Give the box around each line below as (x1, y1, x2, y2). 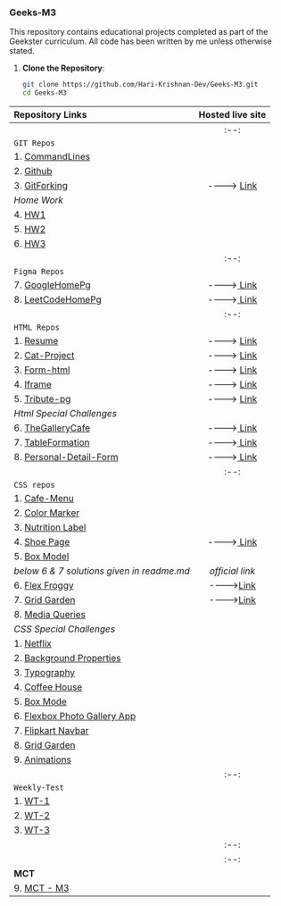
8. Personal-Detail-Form (13, 451, 119, 464)
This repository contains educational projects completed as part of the (9, 27, 269, 38)
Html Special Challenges (13, 407, 118, 420)
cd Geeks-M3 (21, 88, 67, 97)
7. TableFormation (13, 436, 90, 449)
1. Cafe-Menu (13, 492, 74, 505)
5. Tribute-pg (13, 393, 71, 406)
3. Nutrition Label (13, 521, 87, 533)
